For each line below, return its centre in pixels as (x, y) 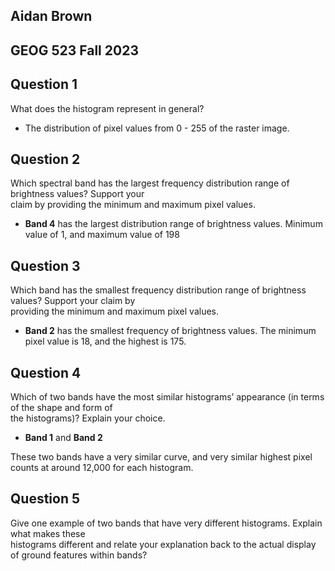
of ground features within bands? (79, 555)
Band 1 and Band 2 (63, 438)
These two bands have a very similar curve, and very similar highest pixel (161, 457)
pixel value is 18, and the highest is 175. (105, 341)
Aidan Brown (51, 16)
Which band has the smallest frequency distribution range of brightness (158, 290)
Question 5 (45, 499)
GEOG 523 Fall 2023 (74, 50)
